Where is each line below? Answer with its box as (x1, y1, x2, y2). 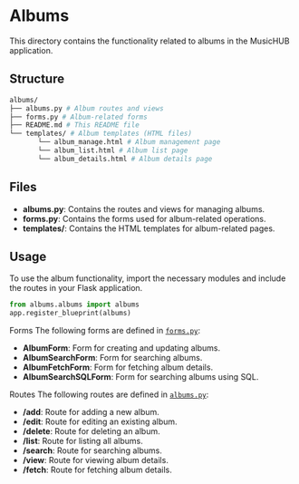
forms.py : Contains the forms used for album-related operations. (22, 213, 266, 224)
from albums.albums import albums (9, 300, 140, 309)
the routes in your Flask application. (9, 283, 143, 294)
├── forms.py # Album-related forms (9, 112, 148, 121)
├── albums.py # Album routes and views (9, 103, 165, 113)
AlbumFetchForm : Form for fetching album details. (22, 362, 214, 373)
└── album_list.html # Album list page (37, 146, 188, 155)
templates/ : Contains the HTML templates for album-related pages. (22, 223, 275, 234)
